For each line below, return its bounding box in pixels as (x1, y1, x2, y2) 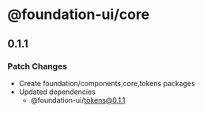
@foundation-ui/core (7, 6, 150, 24)
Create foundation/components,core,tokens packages (18, 78, 195, 88)
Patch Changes (7, 61, 68, 72)
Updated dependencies (18, 87, 96, 96)
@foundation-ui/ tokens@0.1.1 (30, 95, 126, 104)
